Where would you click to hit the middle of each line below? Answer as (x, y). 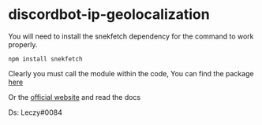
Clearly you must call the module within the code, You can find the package (131, 73)
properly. (23, 44)
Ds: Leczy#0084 (36, 112)
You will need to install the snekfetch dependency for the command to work (131, 36)
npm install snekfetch (45, 59)
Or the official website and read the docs (74, 97)
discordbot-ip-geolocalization (109, 15)
